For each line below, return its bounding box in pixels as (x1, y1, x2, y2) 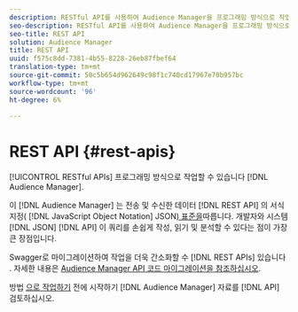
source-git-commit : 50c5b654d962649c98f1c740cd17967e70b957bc (9, 71, 244, 80)
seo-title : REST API (9, 29, 86, 38)
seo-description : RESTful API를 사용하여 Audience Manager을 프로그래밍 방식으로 (9, 21, 291, 30)
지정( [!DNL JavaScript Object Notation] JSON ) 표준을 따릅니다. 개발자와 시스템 (9, 211, 288, 222)
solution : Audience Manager (9, 37, 114, 47)
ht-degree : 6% (9, 95, 62, 105)
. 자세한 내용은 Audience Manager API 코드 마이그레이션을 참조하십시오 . (9, 263, 262, 274)
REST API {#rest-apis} (9, 141, 176, 161)
